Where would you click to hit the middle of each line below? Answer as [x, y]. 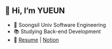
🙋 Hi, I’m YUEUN [35, 11]
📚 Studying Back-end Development [57, 31]
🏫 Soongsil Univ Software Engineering [60, 24]
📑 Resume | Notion [36, 40]
